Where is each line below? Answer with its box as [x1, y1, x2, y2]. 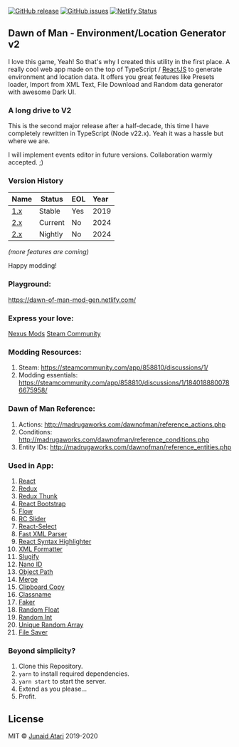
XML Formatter [18, 545, 63, 553]
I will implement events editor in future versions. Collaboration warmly [8, 150, 213, 160]
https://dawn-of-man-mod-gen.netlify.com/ [8, 296, 137, 304]
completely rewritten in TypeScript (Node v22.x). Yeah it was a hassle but [8, 129, 223, 138]
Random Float [18, 605, 60, 614]
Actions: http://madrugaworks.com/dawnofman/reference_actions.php [18, 420, 226, 429]
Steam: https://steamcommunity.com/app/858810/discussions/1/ [18, 363, 208, 372]
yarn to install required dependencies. [18, 669, 130, 678]
